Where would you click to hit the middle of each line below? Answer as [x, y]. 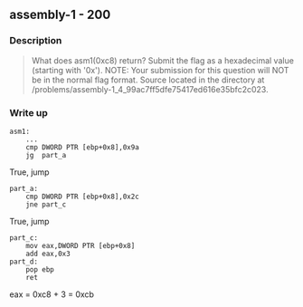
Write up [28, 112]
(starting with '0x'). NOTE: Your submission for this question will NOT [160, 70]
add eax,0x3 [48, 254]
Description [36, 41]
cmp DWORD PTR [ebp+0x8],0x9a [83, 147]
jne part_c [46, 204]
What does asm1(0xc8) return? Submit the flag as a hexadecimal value [162, 60]
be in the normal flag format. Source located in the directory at [148, 80]
